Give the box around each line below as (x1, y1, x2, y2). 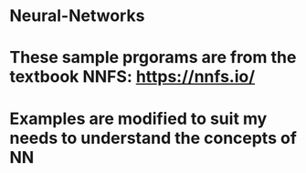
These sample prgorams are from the (9, 47, 297, 68)
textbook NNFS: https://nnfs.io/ (9, 66, 256, 87)
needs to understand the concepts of (9, 127, 297, 148)
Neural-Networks (9, 5, 145, 26)
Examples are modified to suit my (9, 108, 268, 128)
